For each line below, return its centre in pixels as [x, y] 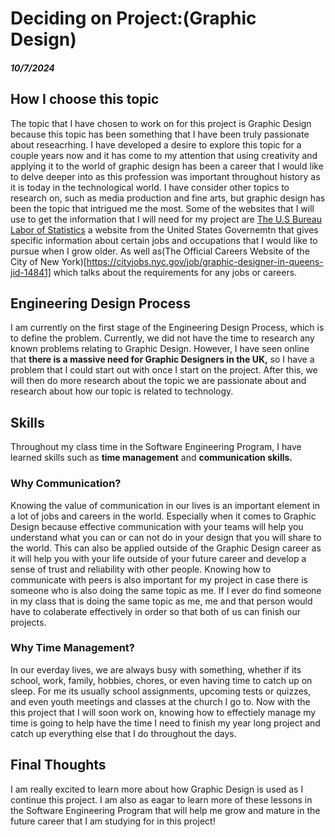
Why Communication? [66, 484]
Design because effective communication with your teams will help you [157, 526]
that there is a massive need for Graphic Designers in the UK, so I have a [162, 359]
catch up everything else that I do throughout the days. [123, 733]
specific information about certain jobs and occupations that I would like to [164, 240]
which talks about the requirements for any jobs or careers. [175, 272]
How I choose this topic [85, 99]
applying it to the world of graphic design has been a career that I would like [167, 166]
